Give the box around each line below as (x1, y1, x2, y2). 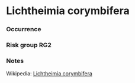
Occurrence (6, 25, 41, 34)
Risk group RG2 (6, 41, 52, 49)
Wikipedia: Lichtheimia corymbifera (6, 70, 93, 77)
